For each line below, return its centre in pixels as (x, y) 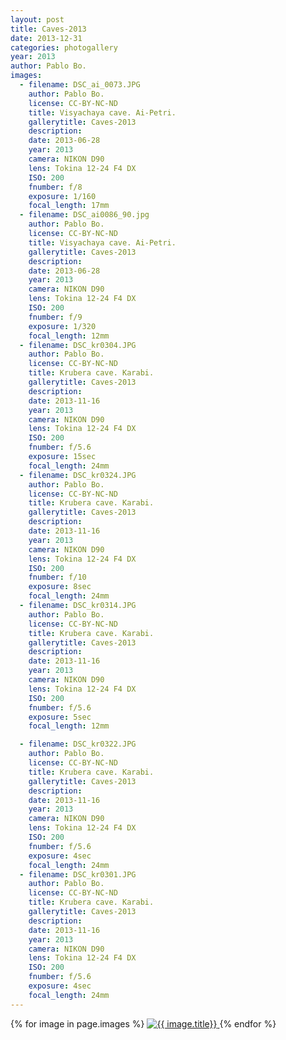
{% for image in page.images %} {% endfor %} (143, 1023)
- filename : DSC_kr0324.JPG (78, 475)
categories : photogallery (64, 47)
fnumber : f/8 (55, 187)
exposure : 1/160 (62, 196)
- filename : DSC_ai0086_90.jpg (84, 215)
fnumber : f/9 (55, 317)
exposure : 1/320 (62, 326)
